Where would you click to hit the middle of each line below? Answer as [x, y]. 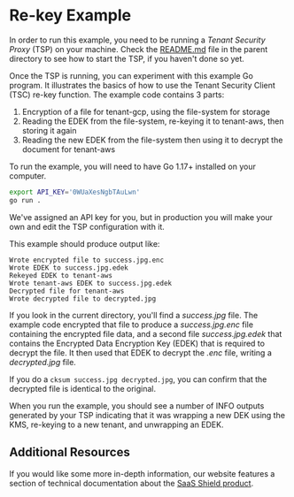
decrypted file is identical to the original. [83, 388]
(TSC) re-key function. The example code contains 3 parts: [117, 95]
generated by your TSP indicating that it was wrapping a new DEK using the [147, 415]
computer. [28, 176]
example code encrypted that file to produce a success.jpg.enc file [132, 325]
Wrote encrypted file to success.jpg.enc [87, 260]
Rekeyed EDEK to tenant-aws [61, 275]
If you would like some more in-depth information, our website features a [142, 473]
